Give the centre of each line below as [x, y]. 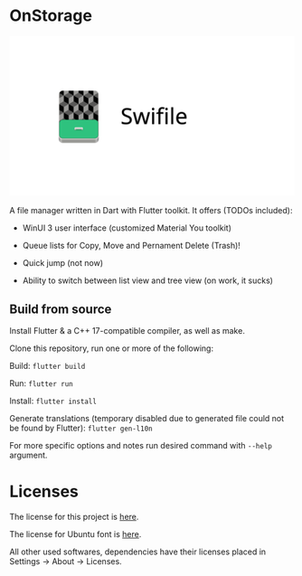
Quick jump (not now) [63, 263]
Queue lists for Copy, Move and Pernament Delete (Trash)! [132, 246]
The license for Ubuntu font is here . [75, 534]
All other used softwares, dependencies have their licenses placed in [138, 552]
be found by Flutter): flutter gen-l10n [81, 428]
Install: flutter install [53, 401]
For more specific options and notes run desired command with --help [141, 446]
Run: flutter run [42, 383]
